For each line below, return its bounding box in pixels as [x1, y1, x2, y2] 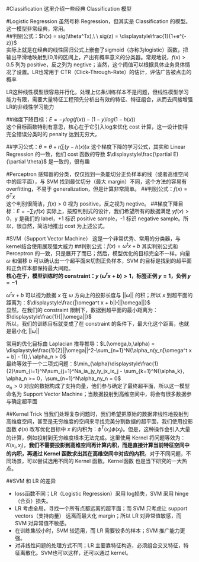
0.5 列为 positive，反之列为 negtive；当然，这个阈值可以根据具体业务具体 [6, 61, 185, 68]
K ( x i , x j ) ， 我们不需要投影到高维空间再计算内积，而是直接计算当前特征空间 [6, 441, 185, 450]
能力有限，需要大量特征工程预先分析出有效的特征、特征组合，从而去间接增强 [6, 96, 193, 102]
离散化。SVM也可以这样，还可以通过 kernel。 [20, 549, 131, 556]
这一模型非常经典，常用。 [6, 25, 69, 32]
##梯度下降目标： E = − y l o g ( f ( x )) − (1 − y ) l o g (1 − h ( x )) [6, 116, 136, 123]
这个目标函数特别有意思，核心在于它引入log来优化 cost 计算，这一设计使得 [6, 123, 188, 130]
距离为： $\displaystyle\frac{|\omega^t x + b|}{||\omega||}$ [6, 298, 151, 306]
